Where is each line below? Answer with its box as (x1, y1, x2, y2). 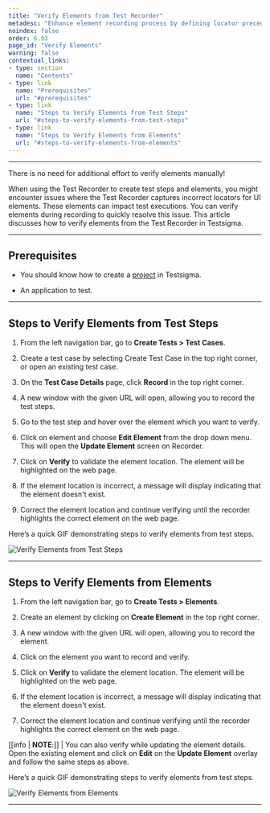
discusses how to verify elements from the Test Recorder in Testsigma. (8, 218, 243, 227)
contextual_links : (8, 57, 70, 65)
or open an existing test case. (19, 362, 118, 372)
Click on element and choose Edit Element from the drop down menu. (19, 433, 252, 443)
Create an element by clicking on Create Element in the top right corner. (19, 612, 260, 622)
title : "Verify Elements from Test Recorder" (8, 11, 163, 20)
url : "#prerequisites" (15, 94, 92, 102)
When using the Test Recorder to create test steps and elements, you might (8, 184, 259, 194)
